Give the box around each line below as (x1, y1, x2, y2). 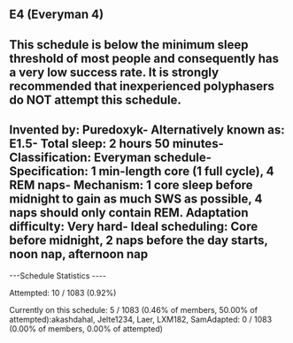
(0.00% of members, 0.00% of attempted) (9, 323, 164, 334)
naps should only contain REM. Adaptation (9, 205, 250, 220)
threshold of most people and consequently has (9, 50, 279, 65)
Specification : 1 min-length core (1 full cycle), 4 (9, 164, 274, 179)
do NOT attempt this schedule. (9, 92, 181, 107)
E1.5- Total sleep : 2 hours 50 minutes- (9, 136, 224, 151)
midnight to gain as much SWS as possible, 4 (9, 192, 263, 207)
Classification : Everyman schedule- (9, 150, 212, 165)
